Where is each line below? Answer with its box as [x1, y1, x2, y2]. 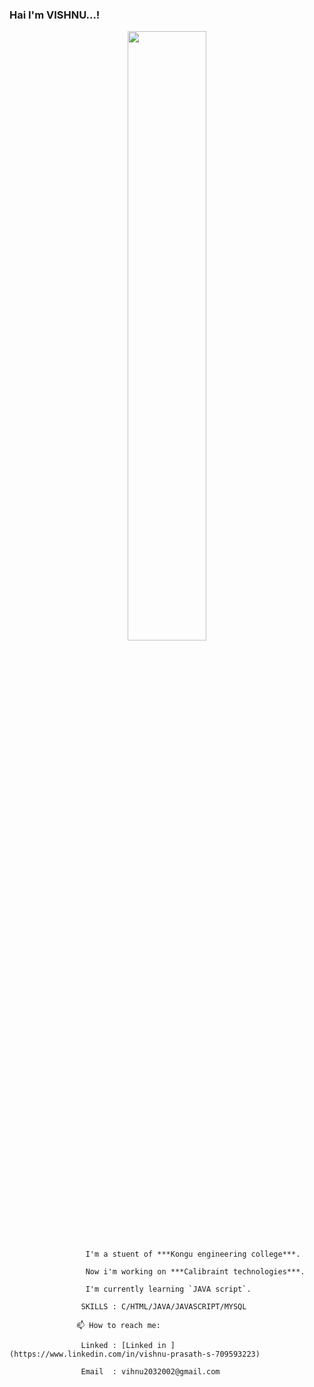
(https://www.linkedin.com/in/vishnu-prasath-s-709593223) [9, 1349, 261, 1360]
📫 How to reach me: [76, 1321, 161, 1331]
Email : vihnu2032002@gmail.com [80, 1367, 221, 1377]
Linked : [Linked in [80, 1341, 167, 1351]
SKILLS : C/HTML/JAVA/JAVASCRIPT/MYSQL [80, 1302, 247, 1312]
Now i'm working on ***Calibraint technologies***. [85, 1267, 306, 1277]
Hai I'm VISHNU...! [9, 8, 101, 22]
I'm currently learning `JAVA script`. [85, 1284, 252, 1295]
